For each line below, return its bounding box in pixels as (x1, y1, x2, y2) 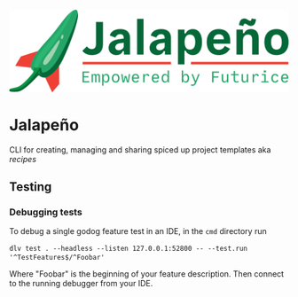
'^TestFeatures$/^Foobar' (9, 254, 105, 262)
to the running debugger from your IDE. (9, 278, 153, 289)
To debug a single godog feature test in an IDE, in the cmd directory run (9, 226, 268, 237)
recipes (9, 153, 37, 164)
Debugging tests (9, 206, 82, 218)
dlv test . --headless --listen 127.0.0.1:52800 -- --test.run (9, 245, 248, 254)
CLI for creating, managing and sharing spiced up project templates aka (9, 144, 271, 155)
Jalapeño (9, 114, 80, 135)
